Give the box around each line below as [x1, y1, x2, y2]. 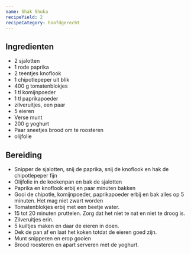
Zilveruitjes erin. [14, 216, 54, 223]
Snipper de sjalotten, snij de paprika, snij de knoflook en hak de [14, 166, 169, 172]
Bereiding [5, 150, 42, 160]
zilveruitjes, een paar [14, 101, 66, 108]
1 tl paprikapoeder [14, 95, 59, 102]
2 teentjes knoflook [14, 70, 61, 77]
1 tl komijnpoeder [14, 89, 56, 96]
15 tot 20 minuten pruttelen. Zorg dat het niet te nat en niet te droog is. [14, 210, 186, 217]
